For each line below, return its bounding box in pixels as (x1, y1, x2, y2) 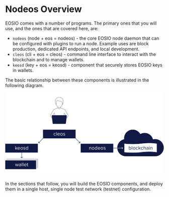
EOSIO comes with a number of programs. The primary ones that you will (5, 20, 157, 26)
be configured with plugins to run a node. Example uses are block (12, 40, 149, 46)
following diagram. (5, 82, 44, 88)
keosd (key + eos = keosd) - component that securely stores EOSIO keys (12, 62, 162, 68)
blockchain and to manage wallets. (12, 56, 84, 62)
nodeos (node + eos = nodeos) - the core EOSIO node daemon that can (12, 35, 159, 41)
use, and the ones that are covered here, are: (5, 25, 99, 31)
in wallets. (12, 67, 34, 73)
